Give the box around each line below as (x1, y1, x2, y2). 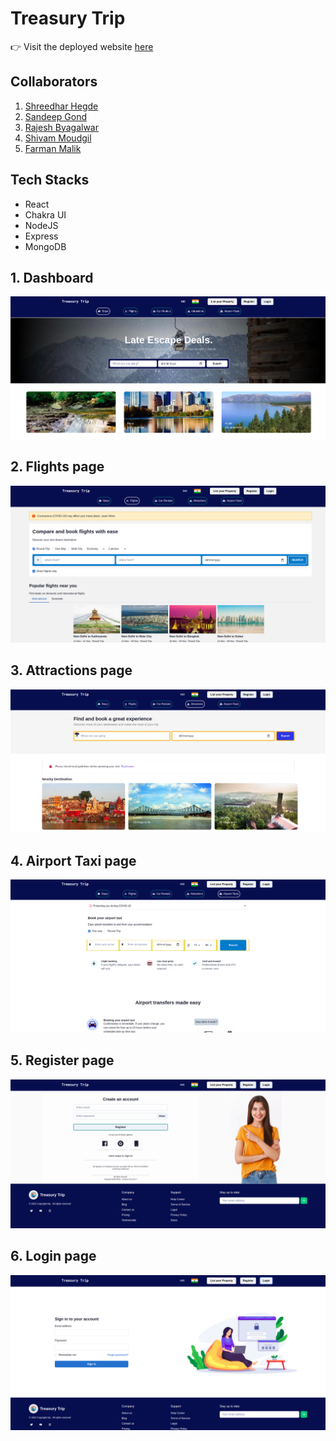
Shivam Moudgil (24, 132, 92, 144)
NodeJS (24, 219, 59, 231)
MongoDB (24, 240, 67, 252)
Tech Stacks (10, 172, 90, 189)
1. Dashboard (10, 269, 94, 286)
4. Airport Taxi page (10, 852, 137, 869)
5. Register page (10, 1052, 115, 1069)
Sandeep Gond (24, 110, 88, 122)
